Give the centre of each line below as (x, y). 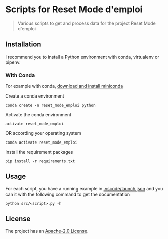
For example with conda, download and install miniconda (64, 86)
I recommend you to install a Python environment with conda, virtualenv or (82, 57)
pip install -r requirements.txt (40, 161)
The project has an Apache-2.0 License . (47, 231)
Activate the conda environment (38, 115)
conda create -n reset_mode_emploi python (50, 105)
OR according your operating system (43, 133)
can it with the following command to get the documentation (68, 194)
